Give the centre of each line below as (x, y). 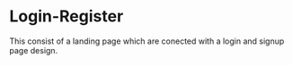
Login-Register (67, 16)
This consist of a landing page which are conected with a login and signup (147, 41)
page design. (34, 50)
